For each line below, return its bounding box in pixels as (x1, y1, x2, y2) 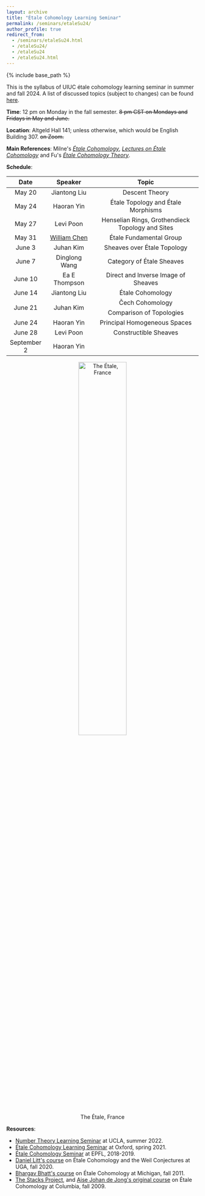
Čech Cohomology (118, 298, 173, 307)
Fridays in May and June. (6, 115, 70, 122)
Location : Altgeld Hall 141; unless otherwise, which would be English (6, 126, 179, 134)
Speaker (56, 178, 82, 186)
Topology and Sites (118, 223, 174, 231)
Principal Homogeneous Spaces (99, 318, 192, 326)
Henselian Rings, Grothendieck (101, 216, 190, 224)
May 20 (14, 188, 37, 197)
